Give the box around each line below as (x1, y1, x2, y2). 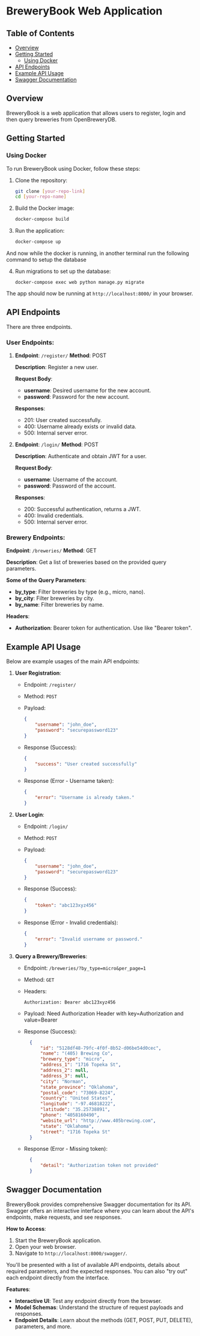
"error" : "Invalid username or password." (35, 936, 143, 942)
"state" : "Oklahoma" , (40, 1123, 94, 1129)
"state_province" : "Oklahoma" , (40, 1084, 119, 1090)
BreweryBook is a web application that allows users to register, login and (6, 109, 186, 117)
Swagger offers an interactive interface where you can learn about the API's (6, 1207, 195, 1214)
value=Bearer (23, 1016, 58, 1023)
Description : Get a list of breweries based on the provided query (6, 559, 167, 566)
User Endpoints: (6, 338, 55, 346)
